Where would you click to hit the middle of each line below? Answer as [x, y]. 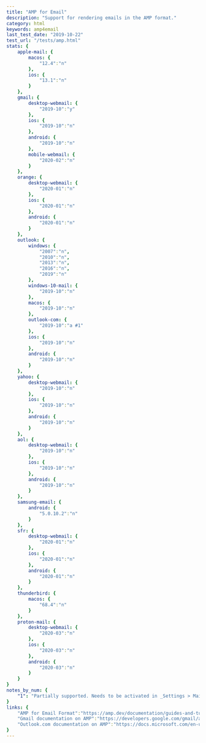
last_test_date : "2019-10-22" [45, 35]
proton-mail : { [37, 622]
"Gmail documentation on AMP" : [57, 719]
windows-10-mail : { [53, 286]
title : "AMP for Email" [37, 12]
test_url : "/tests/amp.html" [44, 40]
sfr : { [26, 531]
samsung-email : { [40, 502]
